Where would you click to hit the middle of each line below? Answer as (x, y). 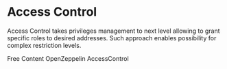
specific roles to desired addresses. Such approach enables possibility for (112, 38)
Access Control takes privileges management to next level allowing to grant (114, 31)
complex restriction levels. (44, 45)
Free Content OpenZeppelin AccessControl (68, 58)
